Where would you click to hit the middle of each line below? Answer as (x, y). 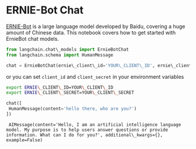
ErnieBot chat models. (33, 39)
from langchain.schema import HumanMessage (60, 55)
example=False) (24, 140)
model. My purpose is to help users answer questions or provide (87, 130)
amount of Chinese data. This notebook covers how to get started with (91, 32)
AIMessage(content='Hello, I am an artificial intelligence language (95, 124)
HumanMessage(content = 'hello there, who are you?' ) (73, 109)
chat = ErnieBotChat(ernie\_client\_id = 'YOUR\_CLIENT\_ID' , (81, 65)
